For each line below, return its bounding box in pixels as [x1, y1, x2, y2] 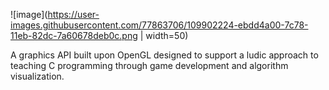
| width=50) [139, 30, 189, 41]
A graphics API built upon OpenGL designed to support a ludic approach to [10, 49, 319, 61]
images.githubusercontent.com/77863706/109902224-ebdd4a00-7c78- [10, 19, 309, 31]
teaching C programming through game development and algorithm [10, 60, 289, 71]
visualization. [10, 70, 65, 82]
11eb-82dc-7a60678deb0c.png [10, 30, 138, 41]
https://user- [47, 9, 100, 20]
